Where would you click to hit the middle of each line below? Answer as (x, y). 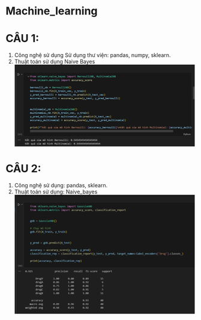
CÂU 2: (23, 169)
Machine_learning (52, 11)
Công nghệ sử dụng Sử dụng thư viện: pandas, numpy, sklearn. (92, 55)
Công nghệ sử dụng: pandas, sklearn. (61, 186)
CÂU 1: (22, 39)
